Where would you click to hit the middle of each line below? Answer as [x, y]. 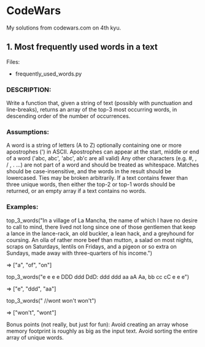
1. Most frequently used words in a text [82, 47]
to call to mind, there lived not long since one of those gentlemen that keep [101, 227]
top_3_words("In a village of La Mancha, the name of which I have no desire [102, 220]
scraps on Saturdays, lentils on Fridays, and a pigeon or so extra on [91, 246]
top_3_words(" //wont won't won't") [51, 300]
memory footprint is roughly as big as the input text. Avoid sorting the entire [102, 331]
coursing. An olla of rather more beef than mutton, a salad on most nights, [100, 240]
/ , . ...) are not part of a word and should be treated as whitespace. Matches [103, 165]
